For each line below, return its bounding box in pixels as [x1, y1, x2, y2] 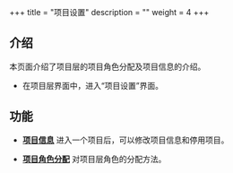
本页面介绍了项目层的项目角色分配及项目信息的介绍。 [9, 61, 206, 72]
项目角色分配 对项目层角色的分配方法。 [22, 153, 167, 164]
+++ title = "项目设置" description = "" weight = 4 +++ [9, 7, 210, 17]
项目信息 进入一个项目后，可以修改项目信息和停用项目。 [22, 134, 229, 145]
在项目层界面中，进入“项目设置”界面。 [22, 80, 164, 91]
